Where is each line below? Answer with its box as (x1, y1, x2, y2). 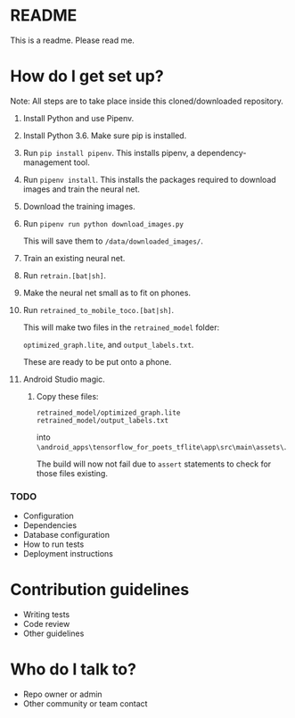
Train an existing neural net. (22, 252, 126, 263)
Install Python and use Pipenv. (22, 112, 135, 123)
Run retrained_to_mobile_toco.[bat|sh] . (22, 304, 175, 315)
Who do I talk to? (10, 659, 137, 680)
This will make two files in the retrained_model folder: (22, 322, 220, 333)
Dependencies (22, 520, 78, 531)
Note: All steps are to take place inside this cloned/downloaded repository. (10, 95, 284, 106)
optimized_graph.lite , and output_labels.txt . (22, 339, 194, 350)
